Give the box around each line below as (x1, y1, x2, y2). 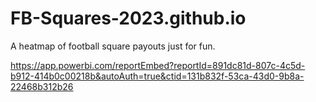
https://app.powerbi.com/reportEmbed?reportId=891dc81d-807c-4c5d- (10, 59, 306, 71)
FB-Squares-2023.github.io (10, 7, 247, 30)
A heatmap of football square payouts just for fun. (10, 40, 216, 52)
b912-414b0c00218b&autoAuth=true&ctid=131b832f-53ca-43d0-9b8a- (10, 70, 305, 82)
